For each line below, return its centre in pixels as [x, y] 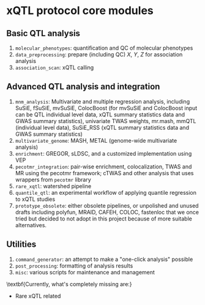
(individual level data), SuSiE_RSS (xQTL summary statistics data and [102, 127]
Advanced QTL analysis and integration [83, 87]
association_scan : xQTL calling [54, 67]
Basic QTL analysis [43, 33]
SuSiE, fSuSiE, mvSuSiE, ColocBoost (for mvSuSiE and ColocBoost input [106, 108]
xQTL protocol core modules [80, 11]
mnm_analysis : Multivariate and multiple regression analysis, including [102, 101]
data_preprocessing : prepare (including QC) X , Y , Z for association [99, 55]
